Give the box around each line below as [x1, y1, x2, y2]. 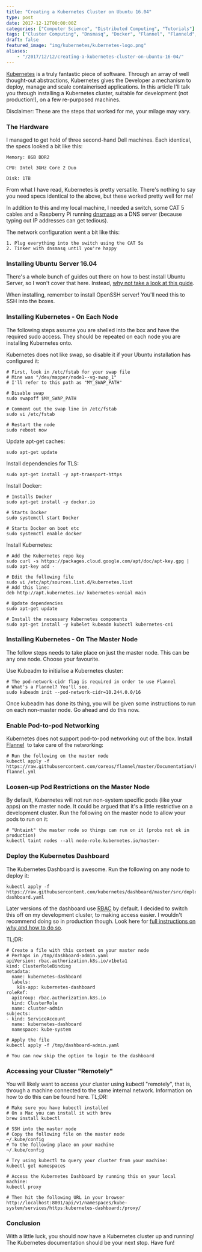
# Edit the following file [6, 574, 74, 580]
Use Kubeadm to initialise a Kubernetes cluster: [6, 667, 124, 674]
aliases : [6, 48, 28, 54]
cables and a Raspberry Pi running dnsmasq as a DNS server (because [6, 210, 182, 218]
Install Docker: [6, 482, 42, 489]
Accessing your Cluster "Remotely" [6, 1066, 113, 1075]
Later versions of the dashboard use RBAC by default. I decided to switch [6, 905, 188, 912]
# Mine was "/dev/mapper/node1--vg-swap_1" [6, 374, 117, 380]
